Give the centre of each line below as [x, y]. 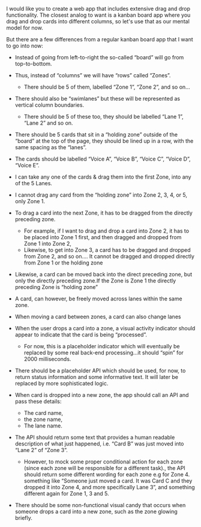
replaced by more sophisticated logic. [61, 383]
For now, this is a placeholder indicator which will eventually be [102, 346]
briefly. [24, 518]
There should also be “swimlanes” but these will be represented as [97, 99]
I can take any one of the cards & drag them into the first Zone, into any [103, 177]
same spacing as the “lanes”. [51, 147]
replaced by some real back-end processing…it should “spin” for [104, 353]
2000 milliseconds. [47, 359]
